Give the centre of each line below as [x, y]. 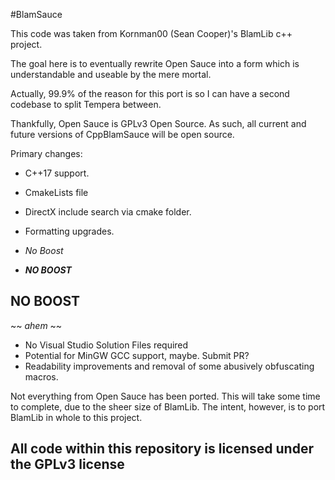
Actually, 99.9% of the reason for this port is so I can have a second [150, 93]
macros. [41, 376]
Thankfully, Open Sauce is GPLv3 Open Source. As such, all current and [158, 123]
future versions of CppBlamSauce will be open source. [122, 134]
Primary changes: [46, 153]
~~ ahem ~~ [36, 325]
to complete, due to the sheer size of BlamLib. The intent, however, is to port [168, 406]
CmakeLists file [56, 192]
